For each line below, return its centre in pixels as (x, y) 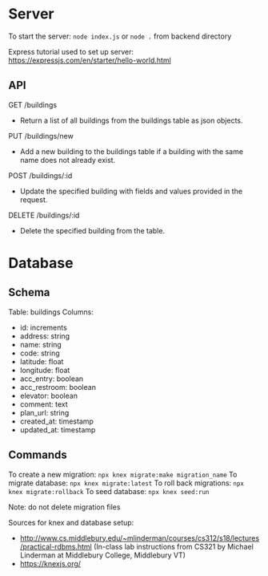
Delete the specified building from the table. (92, 230)
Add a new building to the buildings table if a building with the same (132, 151)
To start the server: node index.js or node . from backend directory (120, 36)
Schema (29, 292)
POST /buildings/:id (40, 175)
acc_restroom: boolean (58, 387)
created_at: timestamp (57, 421)
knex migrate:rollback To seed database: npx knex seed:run (109, 491)
